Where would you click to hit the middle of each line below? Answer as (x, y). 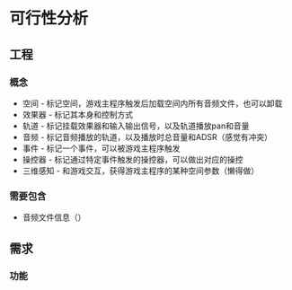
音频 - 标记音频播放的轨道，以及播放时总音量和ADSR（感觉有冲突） (147, 136)
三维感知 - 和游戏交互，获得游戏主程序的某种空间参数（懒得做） (141, 171)
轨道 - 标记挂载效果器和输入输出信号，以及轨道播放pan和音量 (136, 126)
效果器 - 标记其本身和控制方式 (78, 114)
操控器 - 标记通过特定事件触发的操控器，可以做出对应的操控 (133, 159)
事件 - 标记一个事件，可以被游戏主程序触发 (102, 148)
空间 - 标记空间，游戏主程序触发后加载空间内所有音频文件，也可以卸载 (152, 103)
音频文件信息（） (54, 217)
